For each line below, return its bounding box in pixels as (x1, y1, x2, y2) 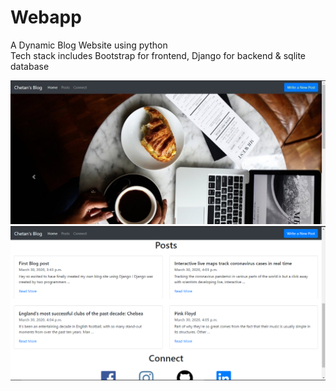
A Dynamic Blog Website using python (10, 39, 168, 51)
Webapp (10, 6, 82, 29)
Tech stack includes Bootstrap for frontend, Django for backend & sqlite (10, 49, 307, 61)
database (10, 60, 50, 72)
